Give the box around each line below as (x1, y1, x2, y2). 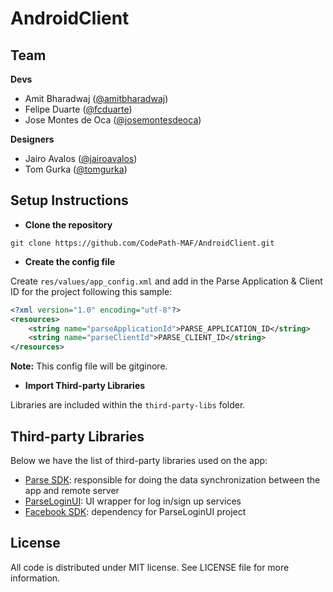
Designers (10, 133, 55, 145)
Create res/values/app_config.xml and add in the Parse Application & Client (10, 275, 323, 287)
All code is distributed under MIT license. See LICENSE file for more (10, 561, 290, 573)
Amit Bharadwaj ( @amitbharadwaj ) (24, 93, 169, 104)
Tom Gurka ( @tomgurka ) (24, 163, 128, 175)
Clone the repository (24, 218, 113, 231)
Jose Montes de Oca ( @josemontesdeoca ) (24, 114, 202, 126)
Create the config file (24, 255, 116, 267)
